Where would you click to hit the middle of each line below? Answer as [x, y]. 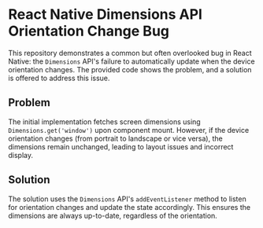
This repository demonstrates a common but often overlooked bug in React [130, 53]
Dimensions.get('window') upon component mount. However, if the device [129, 130]
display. [21, 155]
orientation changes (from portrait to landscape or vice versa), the [115, 138]
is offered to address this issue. [59, 78]
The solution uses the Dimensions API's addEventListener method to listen [127, 199]
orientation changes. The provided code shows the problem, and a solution [130, 69]
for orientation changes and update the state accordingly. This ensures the [129, 207]
